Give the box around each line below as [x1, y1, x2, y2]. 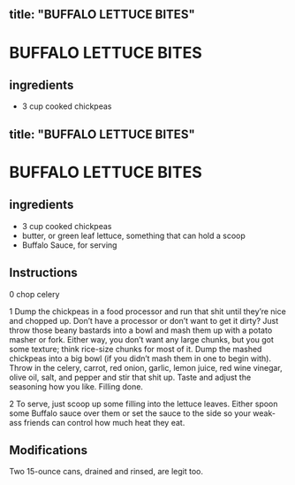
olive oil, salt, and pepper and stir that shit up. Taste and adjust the [9, 372, 252, 382]
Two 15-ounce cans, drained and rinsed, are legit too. [9, 466, 203, 477]
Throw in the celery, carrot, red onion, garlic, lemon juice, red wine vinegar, [9, 362, 283, 373]
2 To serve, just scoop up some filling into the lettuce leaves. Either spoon [9, 398, 278, 409]
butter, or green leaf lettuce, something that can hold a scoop [21, 230, 246, 241]
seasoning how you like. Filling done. [9, 381, 144, 392]
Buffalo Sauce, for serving [21, 239, 117, 250]
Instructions [9, 266, 78, 281]
